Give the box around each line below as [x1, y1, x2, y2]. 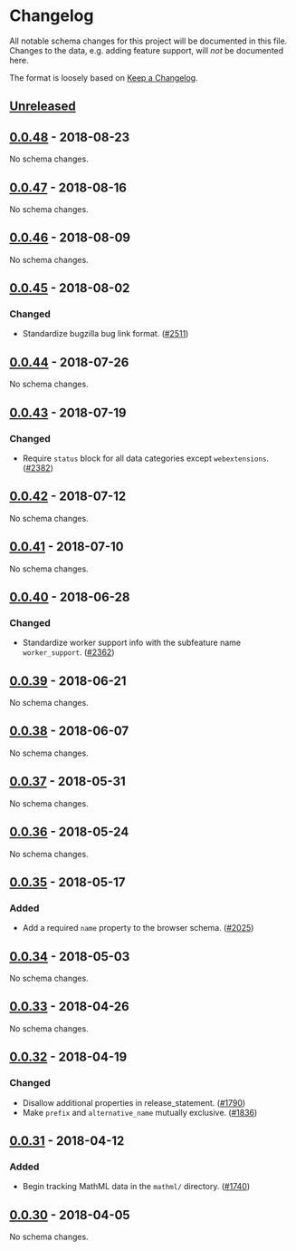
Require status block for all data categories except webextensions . [22, 453, 270, 464]
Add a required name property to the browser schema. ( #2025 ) [22, 923, 254, 933]
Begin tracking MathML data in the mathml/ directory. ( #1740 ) [22, 1181, 251, 1192]
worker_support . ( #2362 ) [22, 647, 115, 658]
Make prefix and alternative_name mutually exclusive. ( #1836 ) [22, 1107, 258, 1118]
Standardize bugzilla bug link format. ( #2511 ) [22, 328, 189, 339]
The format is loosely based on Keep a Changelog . [9, 72, 198, 83]
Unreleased [9, 99, 77, 114]
